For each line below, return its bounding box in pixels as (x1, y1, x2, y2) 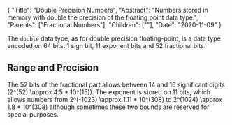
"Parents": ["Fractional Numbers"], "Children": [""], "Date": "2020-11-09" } (7, 21, 222, 29)
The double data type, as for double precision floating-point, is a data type (7, 34, 222, 43)
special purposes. (7, 110, 59, 118)
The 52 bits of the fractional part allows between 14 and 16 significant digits (7, 80, 225, 89)
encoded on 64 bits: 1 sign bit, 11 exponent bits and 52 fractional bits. (7, 42, 206, 50)
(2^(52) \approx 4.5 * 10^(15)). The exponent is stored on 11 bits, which (7, 87, 211, 96)
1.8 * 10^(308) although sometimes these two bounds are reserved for (7, 103, 210, 111)
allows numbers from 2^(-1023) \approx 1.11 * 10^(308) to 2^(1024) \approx (7, 95, 222, 103)
